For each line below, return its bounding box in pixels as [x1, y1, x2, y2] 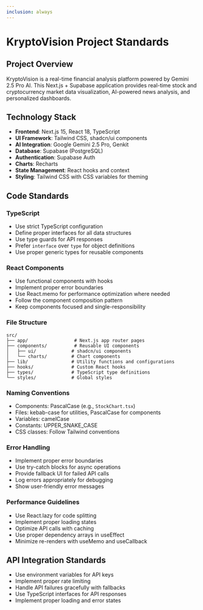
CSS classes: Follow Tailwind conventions [15, 428, 120, 435]
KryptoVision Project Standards [6, 35, 169, 49]
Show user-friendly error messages [15, 483, 104, 490]
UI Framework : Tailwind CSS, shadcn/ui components [15, 135, 147, 142]
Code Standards [6, 190, 69, 201]
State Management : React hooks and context [15, 167, 130, 174]
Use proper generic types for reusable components [15, 249, 144, 256]
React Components [6, 264, 64, 272]
